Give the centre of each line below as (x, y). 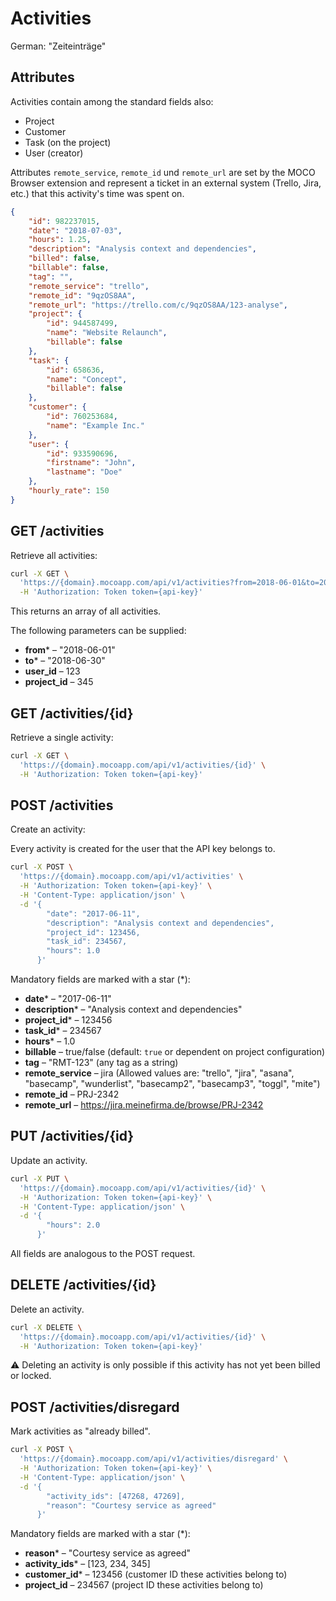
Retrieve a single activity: (62, 737)
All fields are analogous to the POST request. (103, 1253)
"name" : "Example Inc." (95, 425)
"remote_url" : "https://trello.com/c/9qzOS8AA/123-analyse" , (158, 305)
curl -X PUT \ (40, 1178)
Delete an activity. (47, 1309)
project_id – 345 (59, 682)
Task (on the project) (68, 142)
